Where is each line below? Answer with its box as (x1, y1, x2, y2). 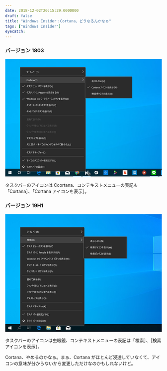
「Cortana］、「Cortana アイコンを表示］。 (5, 188, 89, 194)
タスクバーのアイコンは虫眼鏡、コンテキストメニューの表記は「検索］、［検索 (5, 337, 162, 343)
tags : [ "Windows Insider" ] (5, 24, 61, 29)
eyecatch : (5, 29, 26, 34)
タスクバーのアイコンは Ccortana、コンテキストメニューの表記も (5, 182, 138, 188)
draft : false (5, 13, 32, 18)
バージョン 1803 (5, 47, 44, 54)
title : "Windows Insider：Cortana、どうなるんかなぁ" (5, 18, 111, 23)
